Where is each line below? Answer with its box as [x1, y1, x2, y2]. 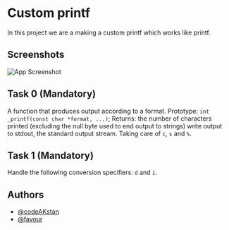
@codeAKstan [17, 207, 60, 216]
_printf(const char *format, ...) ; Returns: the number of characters [7, 114, 212, 123]
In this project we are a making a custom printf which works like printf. [7, 28, 211, 37]
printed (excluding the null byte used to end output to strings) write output [7, 121, 223, 130]
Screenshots [7, 49, 65, 61]
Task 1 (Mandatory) [7, 150, 94, 162]
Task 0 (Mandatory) [7, 88, 97, 100]
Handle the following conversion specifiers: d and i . [7, 168, 158, 177]
